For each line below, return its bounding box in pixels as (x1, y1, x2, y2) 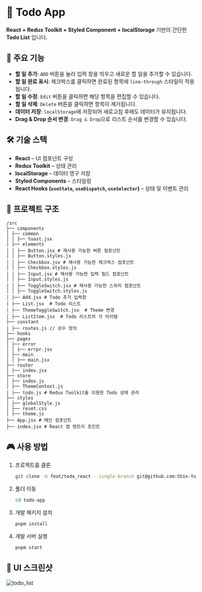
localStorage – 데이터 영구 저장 (14, 169, 90, 177)
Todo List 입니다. (6, 33, 48, 41)
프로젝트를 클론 (14, 461, 51, 469)
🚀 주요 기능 (6, 53, 45, 63)
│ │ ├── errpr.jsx (6, 347, 52, 353)
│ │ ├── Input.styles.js (6, 277, 69, 283)
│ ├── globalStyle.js (6, 400, 61, 406)
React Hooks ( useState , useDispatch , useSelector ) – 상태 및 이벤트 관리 (14, 184, 189, 192)
